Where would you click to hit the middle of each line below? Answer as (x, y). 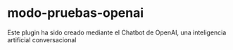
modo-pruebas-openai (76, 13)
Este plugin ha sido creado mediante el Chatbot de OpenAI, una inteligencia (117, 32)
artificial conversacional (42, 39)
